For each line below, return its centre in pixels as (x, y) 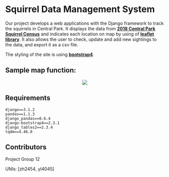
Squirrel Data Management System (80, 9)
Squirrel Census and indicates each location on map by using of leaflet (80, 34)
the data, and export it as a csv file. (42, 44)
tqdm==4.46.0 (19, 132)
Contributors (26, 147)
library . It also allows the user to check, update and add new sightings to (81, 39)
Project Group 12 (23, 159)
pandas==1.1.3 (20, 114)
